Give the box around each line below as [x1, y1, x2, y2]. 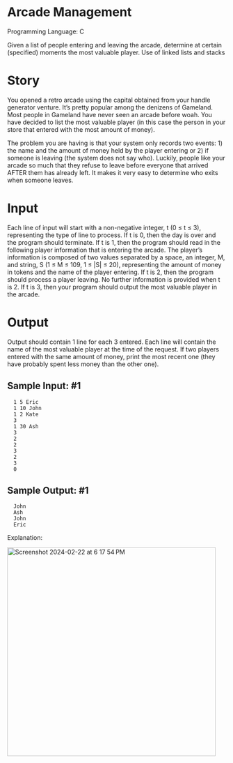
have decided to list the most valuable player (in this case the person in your [7, 118, 226, 126]
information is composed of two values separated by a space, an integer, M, [7, 252, 225, 262]
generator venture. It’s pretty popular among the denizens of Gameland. [7, 103, 214, 112]
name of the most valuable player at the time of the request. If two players [7, 345, 219, 353]
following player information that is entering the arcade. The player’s [7, 245, 203, 254]
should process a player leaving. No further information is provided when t [7, 275, 220, 283]
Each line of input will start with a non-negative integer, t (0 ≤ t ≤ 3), [7, 223, 202, 232]
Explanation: [7, 534, 43, 542]
